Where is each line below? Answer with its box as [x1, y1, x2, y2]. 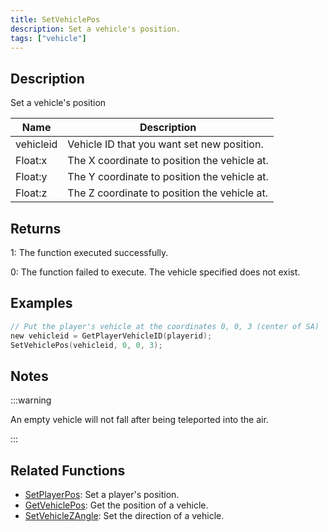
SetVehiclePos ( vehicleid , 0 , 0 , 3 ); [10, 340, 163, 350]
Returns [10, 220, 62, 237]
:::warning [10, 394, 52, 406]
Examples [10, 295, 73, 312]
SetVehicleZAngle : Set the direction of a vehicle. [24, 510, 225, 522]
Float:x [15, 154, 48, 168]
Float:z [15, 186, 48, 200]
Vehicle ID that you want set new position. [67, 137, 264, 151]
